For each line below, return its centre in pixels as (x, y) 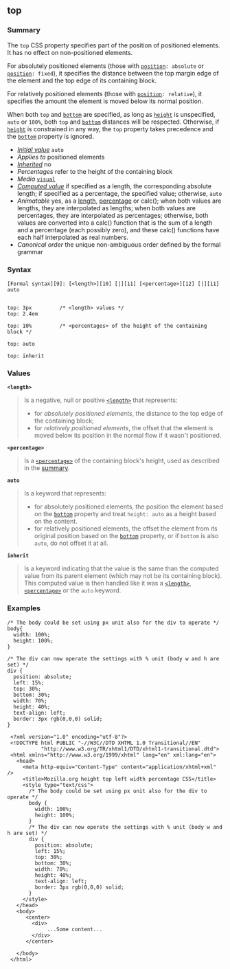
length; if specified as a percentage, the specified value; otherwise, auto (119, 193)
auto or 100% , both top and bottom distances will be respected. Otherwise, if (113, 122)
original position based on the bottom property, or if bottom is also (126, 536)
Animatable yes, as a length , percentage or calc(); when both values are (119, 201)
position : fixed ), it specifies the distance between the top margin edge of (113, 73)
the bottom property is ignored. (50, 136)
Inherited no (34, 164)
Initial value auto (40, 149)
